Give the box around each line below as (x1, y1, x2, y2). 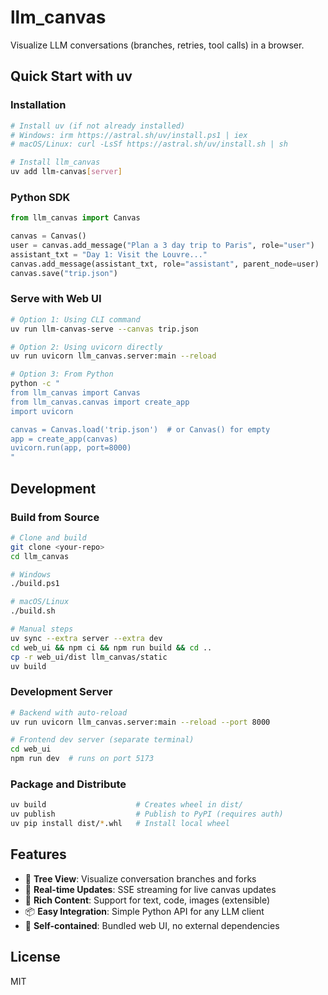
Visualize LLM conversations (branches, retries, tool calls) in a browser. (10, 39, 305, 51)
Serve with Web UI (10, 292, 102, 306)
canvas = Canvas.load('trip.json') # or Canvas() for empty (10, 424, 271, 435)
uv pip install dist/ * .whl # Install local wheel (10, 819, 230, 829)
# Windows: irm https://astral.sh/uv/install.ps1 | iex (10, 130, 248, 140)
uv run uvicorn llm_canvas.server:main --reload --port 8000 (10, 717, 271, 727)
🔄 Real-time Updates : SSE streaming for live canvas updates (24, 883, 277, 895)
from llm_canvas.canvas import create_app (10, 397, 190, 407)
